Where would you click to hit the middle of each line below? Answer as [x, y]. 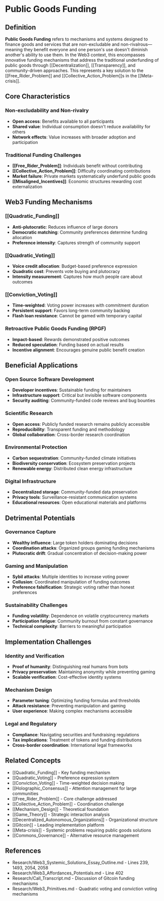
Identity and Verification [35, 656]
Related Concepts [33, 761]
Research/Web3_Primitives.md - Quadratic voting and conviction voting [84, 889]
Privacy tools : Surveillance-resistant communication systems [74, 497]
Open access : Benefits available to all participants [63, 121]
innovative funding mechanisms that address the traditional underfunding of [82, 60]
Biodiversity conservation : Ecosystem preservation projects [74, 463]
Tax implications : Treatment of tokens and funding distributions [77, 740]
